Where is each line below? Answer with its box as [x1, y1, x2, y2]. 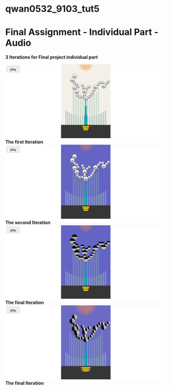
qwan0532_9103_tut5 [5, 3, 100, 15]
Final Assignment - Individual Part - [5, 27, 159, 38]
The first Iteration [5, 139, 43, 145]
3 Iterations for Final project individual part [5, 54, 98, 60]
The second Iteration [5, 219, 51, 225]
